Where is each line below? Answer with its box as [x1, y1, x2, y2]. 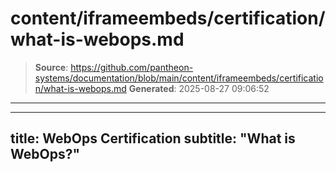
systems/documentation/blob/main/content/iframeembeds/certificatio [34, 72, 324, 84]
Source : [34, 61, 69, 73]
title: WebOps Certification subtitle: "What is [10, 130, 296, 147]
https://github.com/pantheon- [70, 61, 194, 73]
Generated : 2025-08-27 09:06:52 [128, 82, 270, 94]
